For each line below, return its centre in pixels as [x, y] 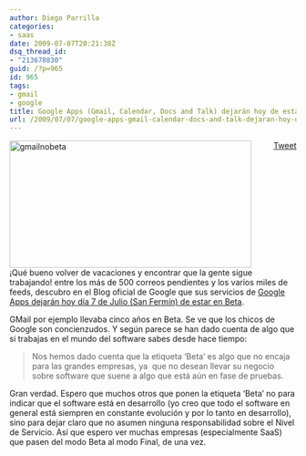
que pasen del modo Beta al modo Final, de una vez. [108, 442]
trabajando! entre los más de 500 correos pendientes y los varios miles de [149, 283]
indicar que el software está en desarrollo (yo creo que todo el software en [150, 403]
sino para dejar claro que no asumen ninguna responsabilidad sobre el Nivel [152, 423]
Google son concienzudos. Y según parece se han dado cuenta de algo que [152, 329]
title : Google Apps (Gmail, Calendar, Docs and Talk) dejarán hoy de [144, 111]
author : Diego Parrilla [55, 18]
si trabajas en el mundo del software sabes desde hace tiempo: [128, 339]
